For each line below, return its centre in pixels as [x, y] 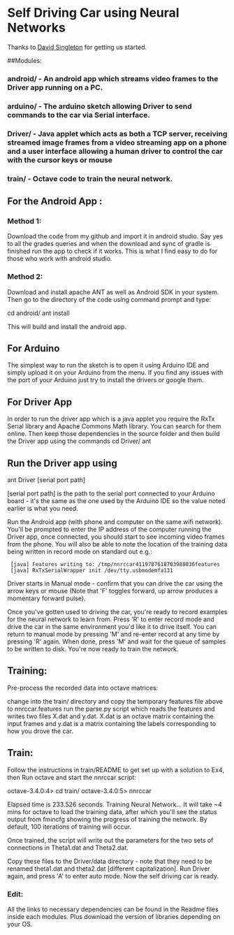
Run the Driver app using [62, 463]
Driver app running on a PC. [55, 87]
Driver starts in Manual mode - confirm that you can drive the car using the [115, 584]
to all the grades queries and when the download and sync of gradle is [109, 244]
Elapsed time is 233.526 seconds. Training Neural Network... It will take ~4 [115, 804]
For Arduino [34, 348]
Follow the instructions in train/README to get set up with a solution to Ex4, [116, 769]
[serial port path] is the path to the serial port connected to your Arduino [111, 493]
